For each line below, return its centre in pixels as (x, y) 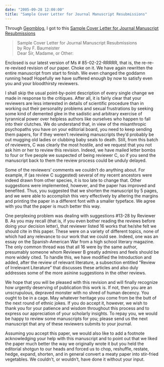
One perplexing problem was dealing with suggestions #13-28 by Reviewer (81, 216)
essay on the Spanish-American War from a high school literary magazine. (80, 241)
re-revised (15, 68)
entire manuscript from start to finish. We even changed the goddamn (75, 73)
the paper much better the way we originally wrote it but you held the (74, 344)
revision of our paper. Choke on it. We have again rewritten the (90, 68)
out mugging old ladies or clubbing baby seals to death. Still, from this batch (82, 139)
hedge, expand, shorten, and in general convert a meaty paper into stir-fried (82, 354)
